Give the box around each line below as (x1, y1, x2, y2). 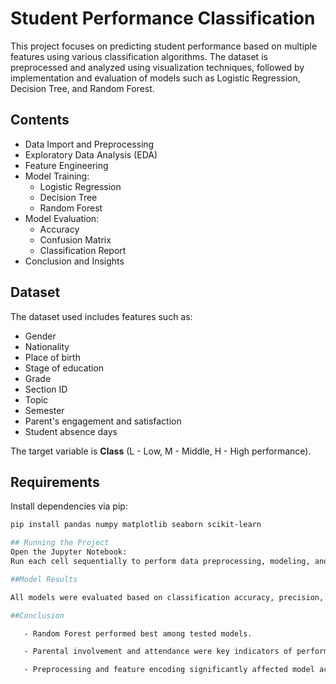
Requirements (10, 473, 100, 491)
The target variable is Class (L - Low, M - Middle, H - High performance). (10, 445, 312, 457)
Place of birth (24, 351, 81, 363)
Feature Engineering (24, 159, 109, 171)
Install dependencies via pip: (10, 500, 128, 512)
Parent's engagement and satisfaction (24, 415, 182, 427)
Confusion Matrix (39, 233, 112, 246)
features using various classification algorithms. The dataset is (10, 50, 268, 62)
